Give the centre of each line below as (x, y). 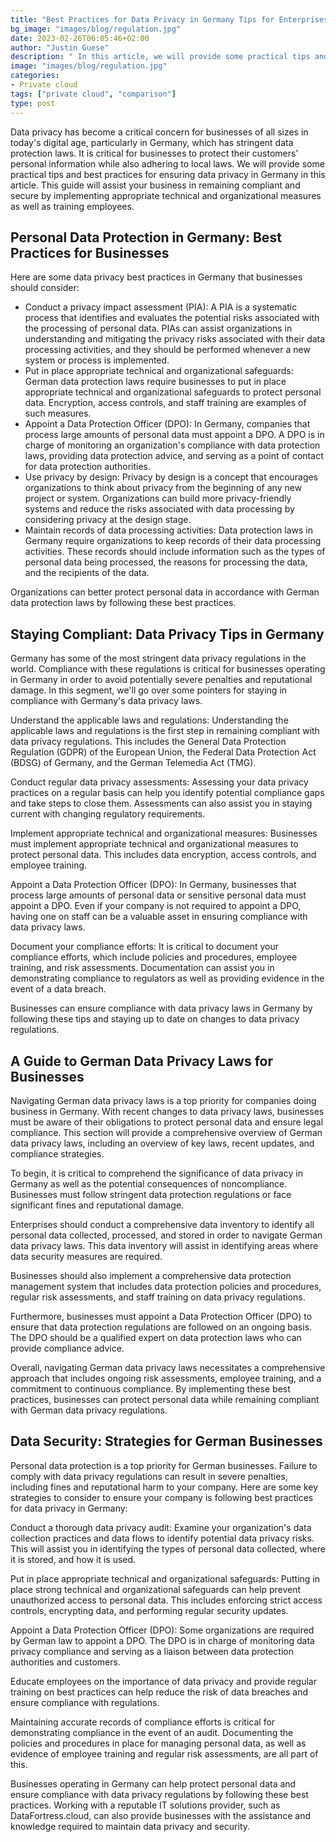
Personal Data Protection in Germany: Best (146, 237)
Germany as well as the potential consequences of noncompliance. (149, 1183)
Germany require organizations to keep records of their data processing (173, 541)
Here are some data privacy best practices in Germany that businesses (156, 277)
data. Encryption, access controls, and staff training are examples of (165, 403)
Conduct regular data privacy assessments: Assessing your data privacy (159, 782)
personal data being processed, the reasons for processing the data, (166, 562)
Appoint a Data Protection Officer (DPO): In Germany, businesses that (153, 885)
